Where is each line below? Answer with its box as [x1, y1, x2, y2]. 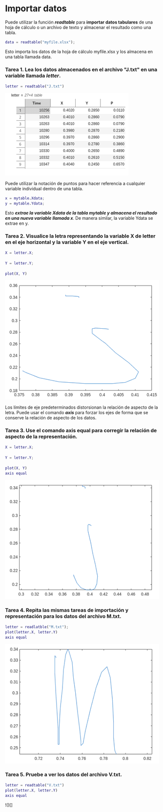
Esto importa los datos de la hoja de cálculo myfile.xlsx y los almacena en [5, 49, 153, 54]
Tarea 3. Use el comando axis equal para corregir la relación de [5, 427, 157, 434]
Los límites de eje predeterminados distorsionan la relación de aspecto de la [5, 404, 158, 410]
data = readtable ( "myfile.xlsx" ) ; [5, 40, 76, 45]
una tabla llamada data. [5, 53, 52, 59]
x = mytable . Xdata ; [5, 196, 45, 201]
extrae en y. [5, 220, 29, 226]
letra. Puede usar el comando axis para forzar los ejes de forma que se [5, 409, 148, 415]
